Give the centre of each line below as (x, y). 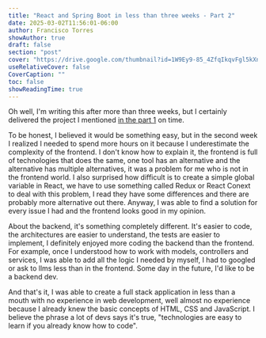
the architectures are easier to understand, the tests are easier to (114, 235)
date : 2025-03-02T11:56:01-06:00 (63, 23)
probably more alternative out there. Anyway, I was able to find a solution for (133, 203)
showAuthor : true (37, 38)
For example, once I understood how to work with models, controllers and (129, 252)
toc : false (26, 82)
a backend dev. (33, 277)
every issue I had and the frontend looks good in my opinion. (107, 211)
